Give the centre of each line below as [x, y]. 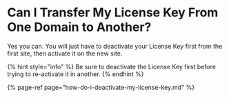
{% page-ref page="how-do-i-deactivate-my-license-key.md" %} [101, 87]
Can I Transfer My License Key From [113, 13]
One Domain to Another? [79, 27]
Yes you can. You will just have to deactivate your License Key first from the [115, 46]
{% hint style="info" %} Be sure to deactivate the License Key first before [111, 66]
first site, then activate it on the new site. [65, 53]
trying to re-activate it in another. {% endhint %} [76, 74]
